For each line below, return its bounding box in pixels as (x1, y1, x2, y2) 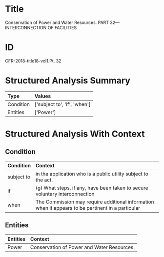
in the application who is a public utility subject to (36, 170, 148, 177)
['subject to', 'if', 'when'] (34, 101, 91, 108)
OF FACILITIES (47, 24, 77, 30)
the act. (36, 177, 53, 183)
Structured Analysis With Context (5, 128, 145, 139)
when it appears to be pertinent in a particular (36, 204, 141, 211)
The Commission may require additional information (36, 198, 154, 205)
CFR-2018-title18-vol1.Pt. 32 (5, 58, 61, 64)
